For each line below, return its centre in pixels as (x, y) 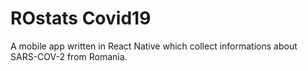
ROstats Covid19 (81, 18)
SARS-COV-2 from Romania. (69, 56)
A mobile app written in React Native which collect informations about (154, 46)
